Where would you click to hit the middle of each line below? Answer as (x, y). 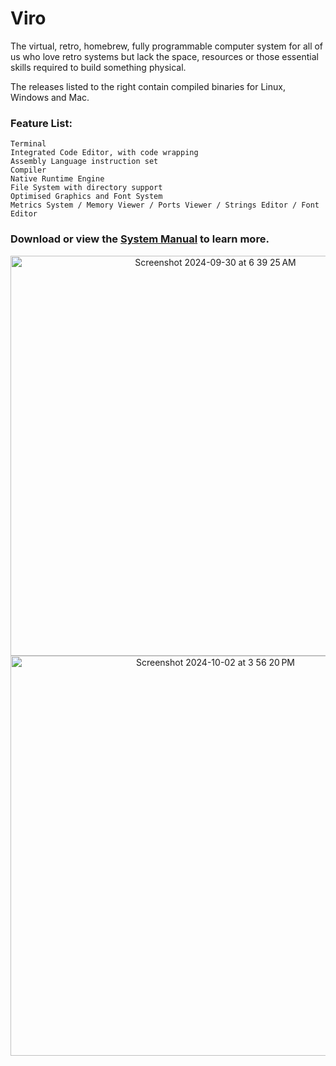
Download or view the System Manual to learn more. (140, 239)
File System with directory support (86, 188)
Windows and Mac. (50, 97)
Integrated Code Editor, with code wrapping (104, 153)
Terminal (28, 144)
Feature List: (41, 123)
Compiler (28, 170)
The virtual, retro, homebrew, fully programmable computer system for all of (167, 46)
